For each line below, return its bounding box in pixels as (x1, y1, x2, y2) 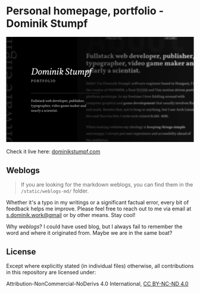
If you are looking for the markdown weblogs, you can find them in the (20, 181, 193, 188)
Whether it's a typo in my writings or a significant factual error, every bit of (6, 199, 189, 206)
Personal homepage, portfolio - (6, 4, 164, 18)
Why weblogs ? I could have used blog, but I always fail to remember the (6, 223, 183, 230)
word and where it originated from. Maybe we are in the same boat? (6, 229, 173, 237)
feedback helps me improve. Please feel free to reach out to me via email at (6, 205, 192, 212)
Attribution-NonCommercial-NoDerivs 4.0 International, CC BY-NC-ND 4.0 (6, 281, 189, 288)
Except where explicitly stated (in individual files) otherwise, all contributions (6, 263, 194, 270)
